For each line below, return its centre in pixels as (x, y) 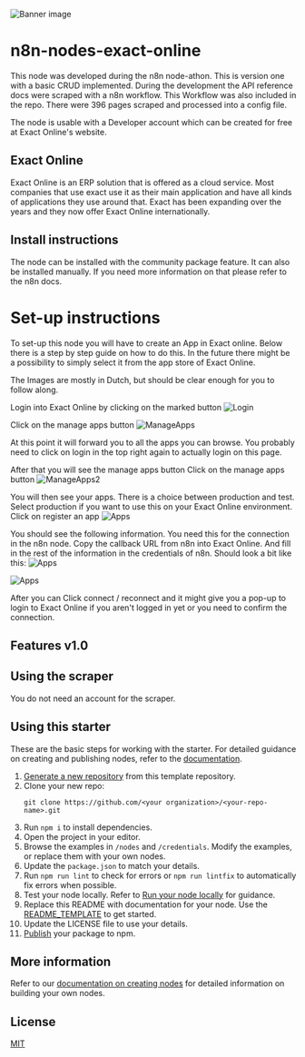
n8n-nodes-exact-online (106, 51)
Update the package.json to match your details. (112, 865)
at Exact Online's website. (59, 132)
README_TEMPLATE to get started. (90, 914)
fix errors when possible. (70, 884)
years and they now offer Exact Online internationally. (110, 211)
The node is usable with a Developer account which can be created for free (152, 122)
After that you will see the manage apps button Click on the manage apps (148, 469)
